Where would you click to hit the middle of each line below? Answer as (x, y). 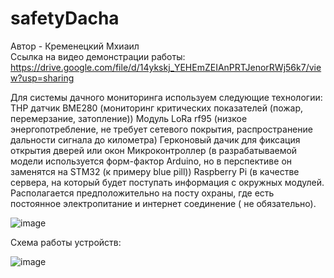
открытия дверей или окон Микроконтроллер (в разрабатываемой (154, 150)
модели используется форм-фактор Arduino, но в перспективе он (151, 161)
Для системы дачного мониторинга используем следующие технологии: (166, 97)
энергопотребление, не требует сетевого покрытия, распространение (161, 129)
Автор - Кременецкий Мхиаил (75, 46)
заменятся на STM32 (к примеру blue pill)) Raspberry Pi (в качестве (155, 171)
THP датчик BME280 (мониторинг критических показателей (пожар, (157, 108)
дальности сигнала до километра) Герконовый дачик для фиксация (155, 139)
